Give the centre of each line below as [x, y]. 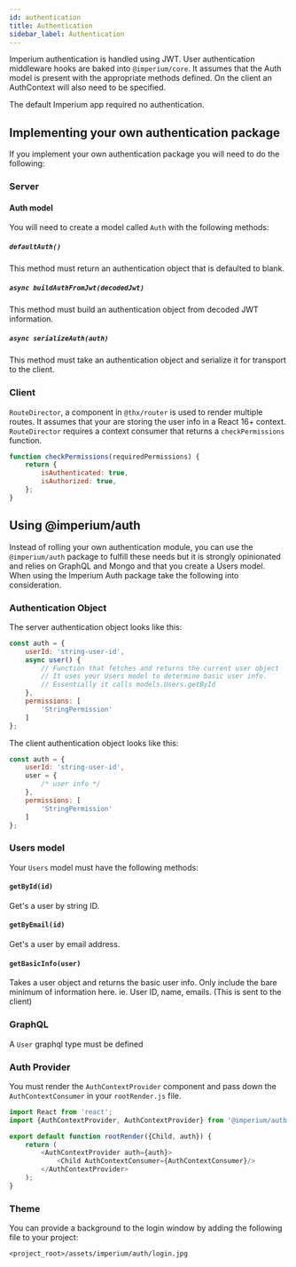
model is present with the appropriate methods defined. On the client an [140, 78]
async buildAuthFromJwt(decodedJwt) [77, 288]
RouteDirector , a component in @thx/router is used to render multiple [136, 412]
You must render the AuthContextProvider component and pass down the [143, 1086]
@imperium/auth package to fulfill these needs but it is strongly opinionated [145, 556]
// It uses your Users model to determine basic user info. [154, 676]
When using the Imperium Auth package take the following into [124, 575]
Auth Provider [40, 1067]
